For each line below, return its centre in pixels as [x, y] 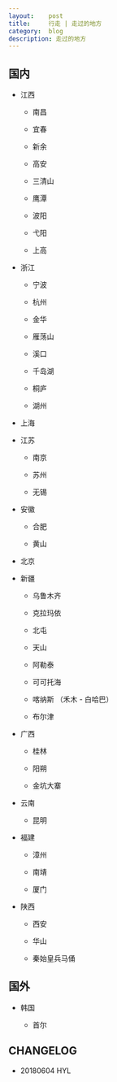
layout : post [36, 16]
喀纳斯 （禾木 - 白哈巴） [73, 699]
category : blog [36, 31]
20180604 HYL [45, 1071]
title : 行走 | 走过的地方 [55, 24]
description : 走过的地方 [48, 39]
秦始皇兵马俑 [54, 958]
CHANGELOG [43, 1051]
